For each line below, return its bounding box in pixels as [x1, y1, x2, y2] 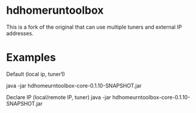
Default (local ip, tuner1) [6, 70, 65, 78]
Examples [6, 51, 56, 65]
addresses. [6, 29, 34, 36]
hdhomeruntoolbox [6, 4, 104, 17]
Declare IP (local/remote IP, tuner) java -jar [6, 93, 112, 100]
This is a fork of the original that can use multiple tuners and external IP [6, 23, 182, 30]
